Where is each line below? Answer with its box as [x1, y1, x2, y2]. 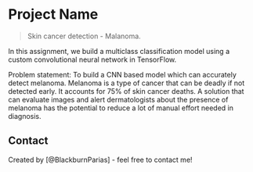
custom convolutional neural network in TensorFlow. [8, 55, 177, 64]
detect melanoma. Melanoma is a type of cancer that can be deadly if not [8, 78, 245, 88]
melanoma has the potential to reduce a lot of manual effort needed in [8, 103, 233, 113]
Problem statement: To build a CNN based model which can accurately [8, 70, 237, 79]
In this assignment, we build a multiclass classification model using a [8, 46, 230, 56]
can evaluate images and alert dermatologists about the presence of [8, 95, 229, 104]
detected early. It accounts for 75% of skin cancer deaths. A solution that [8, 86, 244, 95]
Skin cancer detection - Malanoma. [27, 31, 141, 41]
